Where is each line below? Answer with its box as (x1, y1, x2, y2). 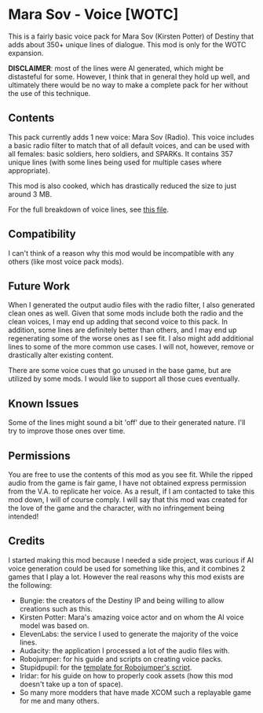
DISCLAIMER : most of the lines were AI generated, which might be (8, 63, 224, 72)
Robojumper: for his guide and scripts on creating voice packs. (19, 654, 224, 663)
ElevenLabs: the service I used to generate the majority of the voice (19, 629, 239, 638)
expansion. (8, 48, 44, 57)
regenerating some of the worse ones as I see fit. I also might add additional (8, 334, 254, 343)
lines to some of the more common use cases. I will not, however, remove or (8, 342, 254, 352)
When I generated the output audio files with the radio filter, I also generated (8, 301, 255, 310)
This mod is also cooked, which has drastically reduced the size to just (8, 181, 237, 190)
